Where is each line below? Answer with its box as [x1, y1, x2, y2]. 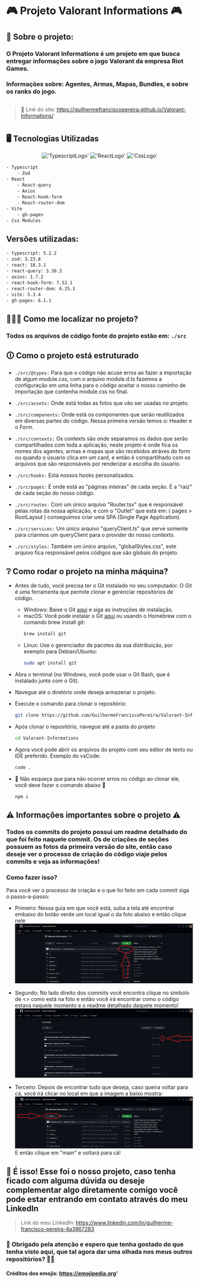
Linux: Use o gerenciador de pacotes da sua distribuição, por [23, 641, 173, 649]
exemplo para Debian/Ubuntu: [23, 648, 97, 655]
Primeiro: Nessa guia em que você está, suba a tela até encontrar [14, 904, 175, 912]
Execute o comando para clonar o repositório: [14, 700, 127, 707]
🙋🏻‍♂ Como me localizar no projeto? [6, 314, 139, 324]
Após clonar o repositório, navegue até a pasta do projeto [14, 723, 156, 730]
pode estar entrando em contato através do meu [6, 1194, 188, 1204]
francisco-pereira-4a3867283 [20, 1226, 95, 1233]
